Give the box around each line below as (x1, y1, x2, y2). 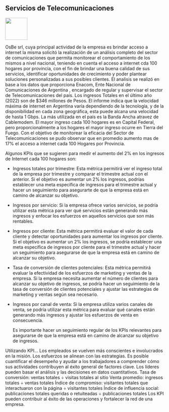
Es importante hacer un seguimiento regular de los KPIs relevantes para (12, 327, 162, 333)
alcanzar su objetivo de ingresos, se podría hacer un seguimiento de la (12, 280, 160, 287)
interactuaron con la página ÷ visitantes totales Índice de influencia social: (5, 385, 159, 391)
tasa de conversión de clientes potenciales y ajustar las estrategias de (12, 286, 159, 292)
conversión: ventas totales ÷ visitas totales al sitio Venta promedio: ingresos (5, 374, 163, 380)
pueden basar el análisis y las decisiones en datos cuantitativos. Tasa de (5, 369, 156, 375)
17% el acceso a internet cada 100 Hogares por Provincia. (5, 140, 125, 146)
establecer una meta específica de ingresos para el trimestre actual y (12, 181, 157, 187)
